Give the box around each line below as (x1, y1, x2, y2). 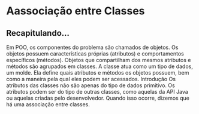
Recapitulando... (6, 28, 70, 38)
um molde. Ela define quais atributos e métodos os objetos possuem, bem (6, 69, 189, 76)
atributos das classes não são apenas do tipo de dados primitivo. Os (6, 82, 175, 89)
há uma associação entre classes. (6, 101, 90, 108)
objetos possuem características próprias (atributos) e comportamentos (6, 50, 184, 57)
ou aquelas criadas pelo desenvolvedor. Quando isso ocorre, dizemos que (6, 94, 190, 101)
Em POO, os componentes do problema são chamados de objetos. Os (6, 44, 179, 51)
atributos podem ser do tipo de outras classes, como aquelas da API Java (6, 88, 189, 95)
